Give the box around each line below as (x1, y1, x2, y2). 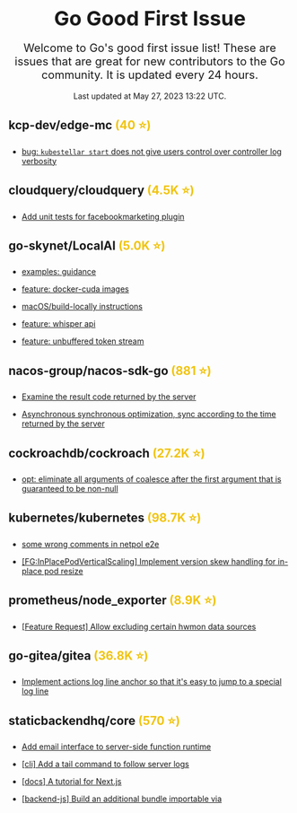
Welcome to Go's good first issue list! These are (22, 40, 277, 55)
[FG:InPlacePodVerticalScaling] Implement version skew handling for (21, 555, 276, 566)
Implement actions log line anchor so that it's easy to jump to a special (21, 677, 282, 687)
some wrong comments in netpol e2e (21, 538, 160, 549)
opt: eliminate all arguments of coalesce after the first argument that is (21, 474, 282, 485)
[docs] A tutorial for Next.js (21, 776, 122, 787)
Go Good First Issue (54, 5, 246, 31)
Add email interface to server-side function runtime (21, 741, 212, 752)
